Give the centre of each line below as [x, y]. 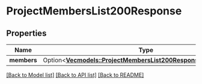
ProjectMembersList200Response [94, 11]
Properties [26, 33]
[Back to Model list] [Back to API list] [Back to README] [75, 75]
